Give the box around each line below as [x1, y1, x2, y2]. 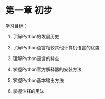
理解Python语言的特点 [12, 55, 60, 62]
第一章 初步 [5, 5, 53, 16]
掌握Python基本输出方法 [12, 77, 64, 83]
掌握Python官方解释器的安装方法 [12, 66, 82, 72]
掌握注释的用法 [12, 88, 45, 94]
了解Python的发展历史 [12, 33, 60, 39]
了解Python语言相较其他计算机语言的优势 [12, 44, 100, 50]
